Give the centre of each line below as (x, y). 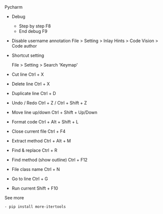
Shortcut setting (28, 55)
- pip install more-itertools (35, 207)
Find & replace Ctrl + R (34, 150)
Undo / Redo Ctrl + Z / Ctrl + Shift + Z (49, 103)
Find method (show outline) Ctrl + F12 (50, 160)
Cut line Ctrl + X (28, 74)
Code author (24, 46)
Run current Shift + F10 (35, 188)
